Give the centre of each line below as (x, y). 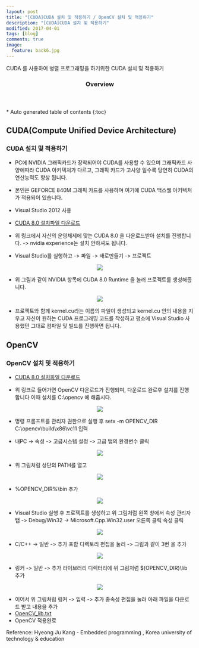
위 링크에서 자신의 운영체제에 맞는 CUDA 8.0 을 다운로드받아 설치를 (93, 235)
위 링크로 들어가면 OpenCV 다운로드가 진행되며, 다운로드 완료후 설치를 (96, 390)
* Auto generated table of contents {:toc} (56, 111)
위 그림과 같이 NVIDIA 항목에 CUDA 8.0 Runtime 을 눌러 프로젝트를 (93, 280)
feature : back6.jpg (36, 51)
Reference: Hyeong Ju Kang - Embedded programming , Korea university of (99, 633)
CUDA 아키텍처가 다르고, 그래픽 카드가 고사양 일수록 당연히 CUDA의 (114, 170)
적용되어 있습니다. (42, 198)
